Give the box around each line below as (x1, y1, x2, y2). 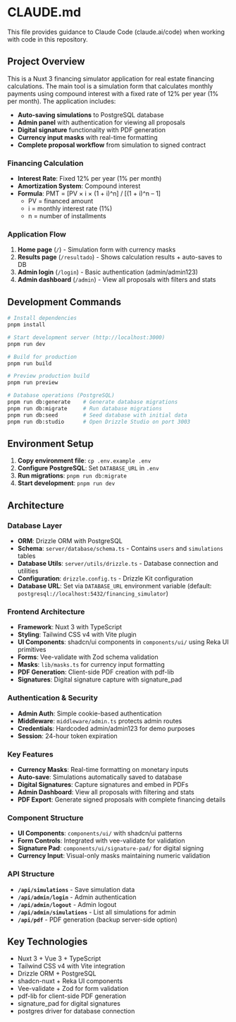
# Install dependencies (7, 315, 77, 322)
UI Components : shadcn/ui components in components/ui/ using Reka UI (17, 638, 229, 646)
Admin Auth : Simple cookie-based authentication (17, 709, 162, 718)
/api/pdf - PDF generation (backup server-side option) (17, 915, 178, 924)
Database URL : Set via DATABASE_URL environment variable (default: (17, 582, 212, 590)
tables (17, 552, 36, 560)
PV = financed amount (27, 197, 94, 206)
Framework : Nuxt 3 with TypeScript (17, 623, 122, 631)
